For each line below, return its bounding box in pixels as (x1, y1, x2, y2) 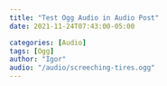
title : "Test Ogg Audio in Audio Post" (9, 13, 160, 23)
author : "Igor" (9, 55, 67, 64)
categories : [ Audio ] (9, 38, 88, 47)
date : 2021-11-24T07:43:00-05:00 (9, 22, 135, 31)
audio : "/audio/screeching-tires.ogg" (9, 63, 155, 72)
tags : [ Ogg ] (9, 46, 54, 55)
